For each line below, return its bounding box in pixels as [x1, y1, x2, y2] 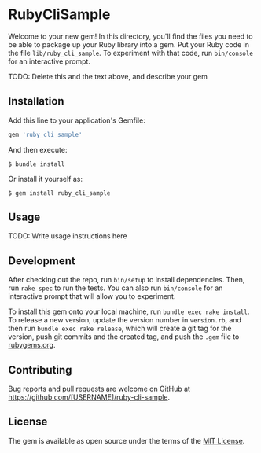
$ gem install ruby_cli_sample [8, 189, 111, 197]
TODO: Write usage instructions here [8, 231, 127, 241]
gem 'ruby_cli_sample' [8, 131, 83, 138]
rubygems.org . [8, 341, 56, 350]
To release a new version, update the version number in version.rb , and [8, 315, 242, 325]
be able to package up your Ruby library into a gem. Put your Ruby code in [8, 39, 250, 49]
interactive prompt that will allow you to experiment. [8, 292, 176, 301]
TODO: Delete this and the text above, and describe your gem [8, 72, 208, 81]
